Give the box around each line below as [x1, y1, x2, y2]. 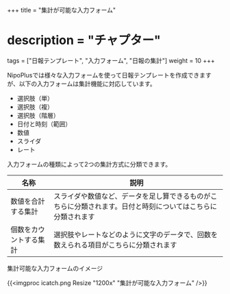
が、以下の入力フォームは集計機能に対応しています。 [7, 79, 156, 88]
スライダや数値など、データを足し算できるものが [53, 191, 211, 201]
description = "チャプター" [7, 33, 161, 48]
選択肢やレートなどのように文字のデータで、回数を [53, 230, 218, 239]
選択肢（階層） [16, 111, 60, 119]
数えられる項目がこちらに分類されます [53, 240, 177, 249]
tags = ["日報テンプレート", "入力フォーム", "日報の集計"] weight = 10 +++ [7, 56, 216, 64]
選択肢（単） [16, 94, 53, 102]
